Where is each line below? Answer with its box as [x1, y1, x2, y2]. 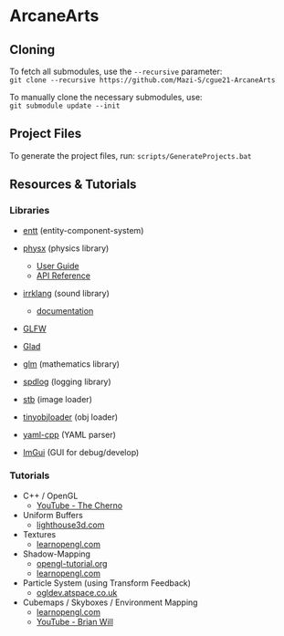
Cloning [9, 42, 56, 57]
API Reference [36, 270, 91, 281]
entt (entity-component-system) [22, 224, 144, 235]
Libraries [9, 204, 50, 217]
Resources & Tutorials [9, 177, 137, 193]
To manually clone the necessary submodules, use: [9, 92, 203, 102]
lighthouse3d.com [36, 519, 105, 530]
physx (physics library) [22, 243, 110, 254]
